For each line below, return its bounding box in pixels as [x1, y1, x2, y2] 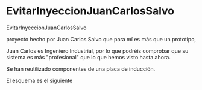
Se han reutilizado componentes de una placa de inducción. [6, 65, 156, 73]
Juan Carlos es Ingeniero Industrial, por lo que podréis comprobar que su [6, 47, 189, 55]
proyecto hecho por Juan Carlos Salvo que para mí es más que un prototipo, [6, 35, 197, 43]
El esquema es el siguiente [6, 77, 73, 84]
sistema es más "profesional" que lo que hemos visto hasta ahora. [6, 53, 171, 61]
